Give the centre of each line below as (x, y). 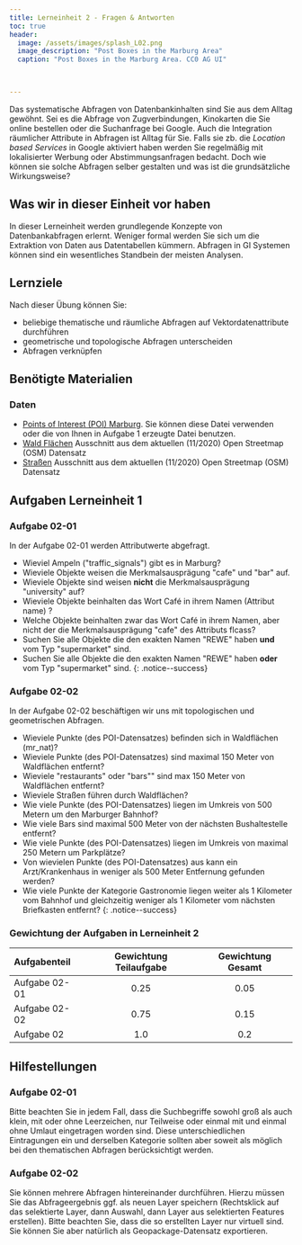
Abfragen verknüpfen (62, 351)
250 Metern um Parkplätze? (74, 853)
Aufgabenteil (42, 962)
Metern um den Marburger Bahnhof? (90, 814)
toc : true (28, 26)
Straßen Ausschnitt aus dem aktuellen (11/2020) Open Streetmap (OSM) (155, 462)
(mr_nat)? (40, 748)
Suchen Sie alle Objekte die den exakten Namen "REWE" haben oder (150, 658)
